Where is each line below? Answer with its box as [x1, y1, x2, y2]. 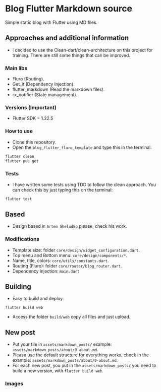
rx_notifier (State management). [12, 92, 78, 98]
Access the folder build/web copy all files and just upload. [12, 314, 131, 320]
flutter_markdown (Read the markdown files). [12, 86, 105, 92]
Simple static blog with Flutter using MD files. [5, 19, 98, 25]
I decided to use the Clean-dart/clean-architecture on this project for [12, 47, 153, 53]
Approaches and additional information [5, 34, 129, 42]
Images [5, 380, 24, 387]
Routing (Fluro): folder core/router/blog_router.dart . [12, 262, 122, 268]
